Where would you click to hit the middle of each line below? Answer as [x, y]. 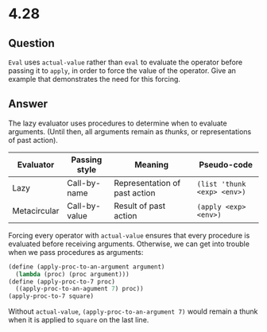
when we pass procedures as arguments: [76, 252]
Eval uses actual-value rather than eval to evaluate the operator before [126, 62]
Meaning [152, 164]
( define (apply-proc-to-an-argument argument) [87, 267]
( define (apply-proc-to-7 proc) [62, 282]
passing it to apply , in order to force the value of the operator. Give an [122, 71]
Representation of [147, 183]
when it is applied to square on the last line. [79, 320]
